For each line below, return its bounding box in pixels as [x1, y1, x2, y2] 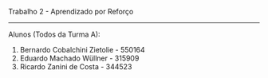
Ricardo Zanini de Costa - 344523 [19, 62, 132, 71]
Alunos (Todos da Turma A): [8, 29, 101, 39]
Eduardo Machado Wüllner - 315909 [19, 53, 140, 63]
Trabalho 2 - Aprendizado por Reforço [8, 7, 134, 16]
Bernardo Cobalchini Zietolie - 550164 [19, 45, 145, 54]
